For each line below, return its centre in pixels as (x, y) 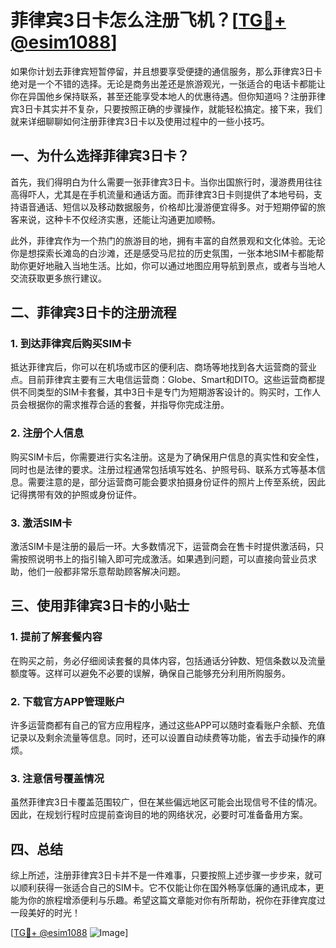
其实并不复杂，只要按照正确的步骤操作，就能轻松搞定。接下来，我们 (182, 108)
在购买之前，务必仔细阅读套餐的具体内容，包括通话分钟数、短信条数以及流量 (168, 660)
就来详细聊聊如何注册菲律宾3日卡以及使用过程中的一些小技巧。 (140, 121)
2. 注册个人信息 (47, 433)
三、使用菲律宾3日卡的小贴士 (100, 606)
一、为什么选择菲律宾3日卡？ (100, 156)
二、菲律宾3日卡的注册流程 (93, 312)
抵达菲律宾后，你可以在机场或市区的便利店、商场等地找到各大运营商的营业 (163, 367)
